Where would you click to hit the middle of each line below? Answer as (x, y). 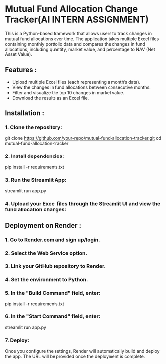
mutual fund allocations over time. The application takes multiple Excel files (82, 39)
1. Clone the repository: (34, 127)
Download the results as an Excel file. (51, 98)
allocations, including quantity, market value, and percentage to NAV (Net (80, 49)
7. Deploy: (17, 340)
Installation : (25, 113)
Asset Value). (19, 54)
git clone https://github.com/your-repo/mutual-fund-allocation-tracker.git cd (83, 138)
